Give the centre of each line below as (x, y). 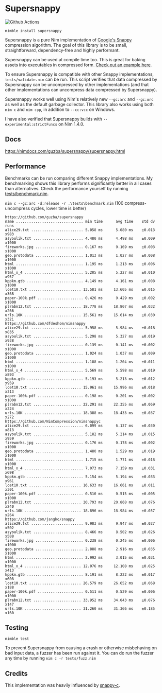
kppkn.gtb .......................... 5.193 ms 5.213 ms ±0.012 (80, 379)
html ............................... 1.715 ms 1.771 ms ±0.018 (80, 460)
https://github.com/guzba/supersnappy (44, 217)
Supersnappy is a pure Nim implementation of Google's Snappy (68, 40)
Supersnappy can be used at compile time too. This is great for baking (75, 59)
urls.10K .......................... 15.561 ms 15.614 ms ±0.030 (80, 315)
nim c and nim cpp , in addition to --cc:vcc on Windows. (60, 109)
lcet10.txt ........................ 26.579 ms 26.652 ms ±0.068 (80, 583)
